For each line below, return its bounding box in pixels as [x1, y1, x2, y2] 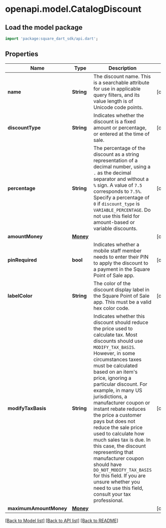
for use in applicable [93, 85, 141, 92]
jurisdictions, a [93, 393, 127, 400]
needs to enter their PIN [93, 253, 149, 260]
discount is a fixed [93, 118, 136, 125]
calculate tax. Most [93, 331, 137, 338]
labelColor [7, 292, 33, 299]
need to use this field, [93, 484, 144, 491]
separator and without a [93, 176, 149, 182]
